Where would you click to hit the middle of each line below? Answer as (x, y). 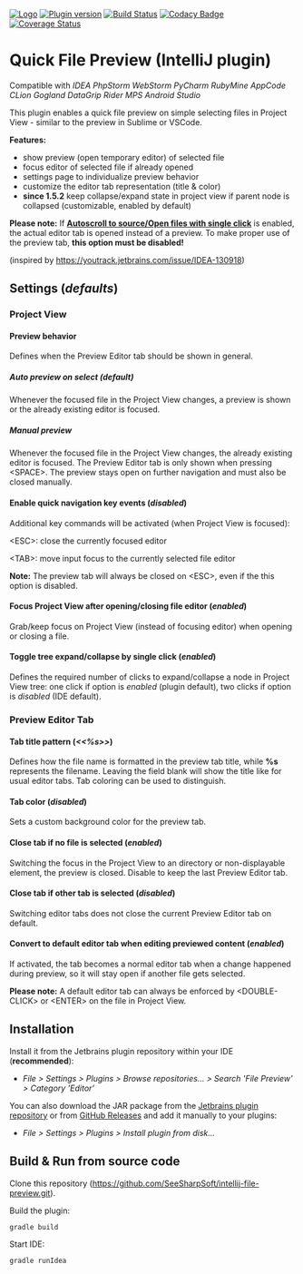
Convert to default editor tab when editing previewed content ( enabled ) (147, 944)
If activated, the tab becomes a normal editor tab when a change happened (151, 964)
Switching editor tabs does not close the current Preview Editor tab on (141, 913)
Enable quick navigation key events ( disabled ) (98, 503)
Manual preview (41, 430)
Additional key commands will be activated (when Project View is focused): (150, 523)
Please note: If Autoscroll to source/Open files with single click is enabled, (152, 223)
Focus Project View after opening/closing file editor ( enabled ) (128, 606)
